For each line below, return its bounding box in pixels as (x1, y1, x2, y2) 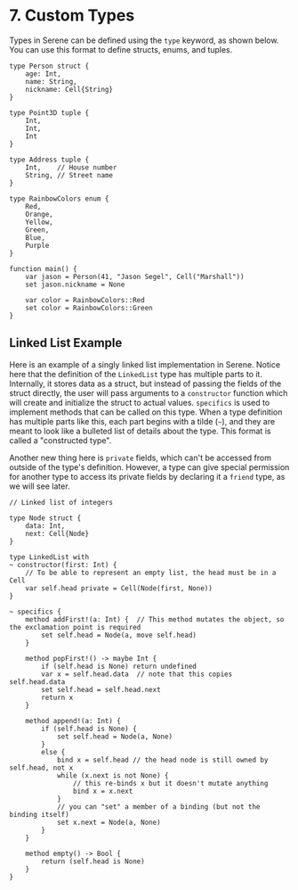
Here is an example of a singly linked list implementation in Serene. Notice (9, 358, 281, 370)
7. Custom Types (9, 5, 135, 26)
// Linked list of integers (9, 498, 114, 507)
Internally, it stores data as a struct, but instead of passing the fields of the (9, 378, 282, 389)
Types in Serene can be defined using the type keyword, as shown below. (9, 35, 279, 45)
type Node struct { (9, 514, 82, 523)
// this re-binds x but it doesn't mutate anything (72, 779, 269, 787)
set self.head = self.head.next (41, 685, 162, 694)
